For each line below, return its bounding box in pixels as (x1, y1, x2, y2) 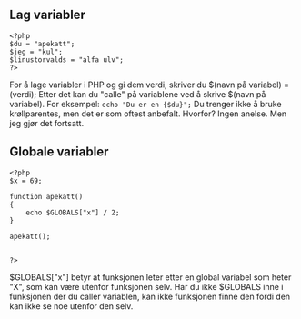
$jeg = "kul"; (9, 47, 64, 56)
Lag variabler (9, 7, 86, 23)
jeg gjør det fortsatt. (9, 117, 85, 128)
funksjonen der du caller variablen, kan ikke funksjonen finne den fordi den (9, 291, 291, 302)
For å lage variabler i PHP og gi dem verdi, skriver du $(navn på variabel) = (9, 79, 289, 90)
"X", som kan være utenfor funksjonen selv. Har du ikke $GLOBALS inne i (9, 281, 284, 292)
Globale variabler (9, 145, 109, 160)
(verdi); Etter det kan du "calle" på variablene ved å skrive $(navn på (9, 88, 266, 99)
